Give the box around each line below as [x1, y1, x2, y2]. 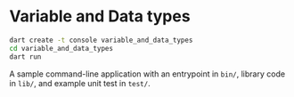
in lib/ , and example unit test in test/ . [9, 77, 151, 88]
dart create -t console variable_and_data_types [9, 36, 193, 44]
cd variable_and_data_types [9, 44, 114, 53]
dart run [9, 52, 42, 61]
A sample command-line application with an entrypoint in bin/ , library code [9, 69, 286, 79]
